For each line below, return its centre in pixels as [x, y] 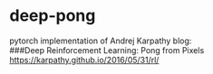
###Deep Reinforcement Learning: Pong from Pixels [107, 50]
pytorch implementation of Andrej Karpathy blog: [101, 41]
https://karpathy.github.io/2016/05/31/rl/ [84, 60]
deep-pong [53, 16]
